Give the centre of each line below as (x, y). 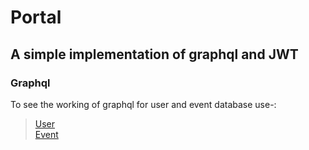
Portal (36, 17)
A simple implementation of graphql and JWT (154, 54)
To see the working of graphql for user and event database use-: (143, 104)
